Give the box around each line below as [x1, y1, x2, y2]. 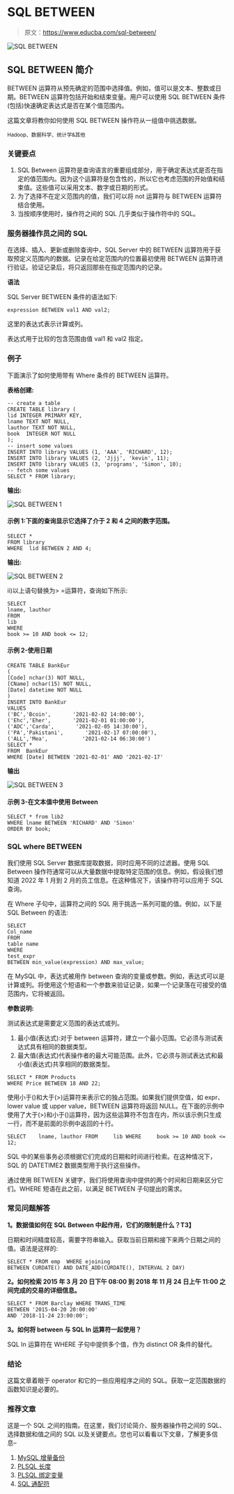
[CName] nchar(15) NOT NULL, [7, 680, 92, 687]
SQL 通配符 [17, 1479, 50, 1488]
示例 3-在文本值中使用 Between [7, 798, 99, 806]
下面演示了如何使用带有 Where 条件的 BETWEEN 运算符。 [7, 371, 173, 379]
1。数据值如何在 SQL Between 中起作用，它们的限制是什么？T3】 [7, 1221, 195, 1229]
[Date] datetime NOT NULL [7, 687, 82, 694]
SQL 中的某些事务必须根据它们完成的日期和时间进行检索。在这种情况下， [7, 1152, 217, 1161]
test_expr [7, 952, 36, 959]
